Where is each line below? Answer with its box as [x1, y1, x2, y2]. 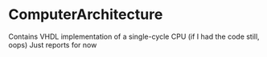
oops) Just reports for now [8, 40, 97, 49]
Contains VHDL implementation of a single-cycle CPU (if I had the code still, [8, 32, 260, 41]
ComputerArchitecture [8, 6, 163, 24]
